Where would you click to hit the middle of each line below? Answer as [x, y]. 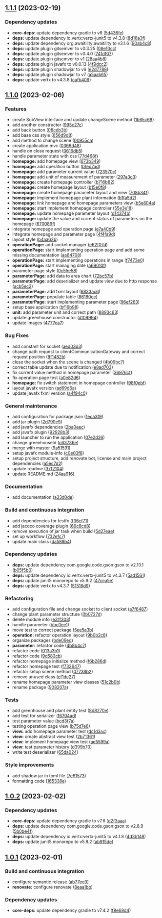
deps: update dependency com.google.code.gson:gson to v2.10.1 [78, 565]
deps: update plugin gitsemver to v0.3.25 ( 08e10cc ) [64, 48]
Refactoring [20, 598]
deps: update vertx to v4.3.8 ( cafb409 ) [51, 79]
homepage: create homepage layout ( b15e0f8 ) [59, 187]
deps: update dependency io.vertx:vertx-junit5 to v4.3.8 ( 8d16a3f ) [79, 38]
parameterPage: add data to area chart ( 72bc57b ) [63, 276]
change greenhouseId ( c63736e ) [45, 442]
